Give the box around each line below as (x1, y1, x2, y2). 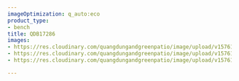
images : (7, 37, 31, 44)
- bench (7, 23, 31, 31)
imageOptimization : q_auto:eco (7, 10, 100, 18)
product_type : (7, 17, 50, 24)
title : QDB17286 (7, 30, 55, 38)
